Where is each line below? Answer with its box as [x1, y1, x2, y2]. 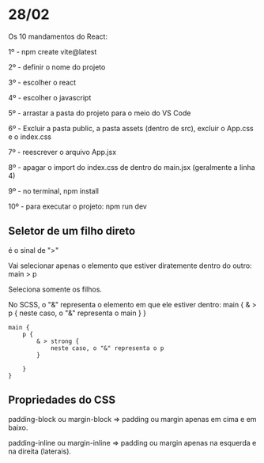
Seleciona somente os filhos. [8, 284, 103, 294]
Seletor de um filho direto [8, 224, 136, 238]
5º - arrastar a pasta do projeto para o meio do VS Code [8, 108, 191, 118]
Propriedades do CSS [8, 393, 116, 407]
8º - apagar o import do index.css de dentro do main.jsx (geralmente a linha [8, 162, 255, 171]
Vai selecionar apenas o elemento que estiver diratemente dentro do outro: [8, 261, 252, 270]
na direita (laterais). [8, 446, 72, 456]
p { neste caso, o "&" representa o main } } [8, 308, 147, 318]
